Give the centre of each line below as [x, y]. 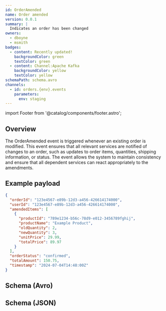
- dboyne [19, 38]
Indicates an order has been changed [49, 29]
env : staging [32, 99]
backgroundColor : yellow [40, 71]
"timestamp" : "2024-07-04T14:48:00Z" [49, 265]
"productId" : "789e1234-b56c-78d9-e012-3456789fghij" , [77, 219]
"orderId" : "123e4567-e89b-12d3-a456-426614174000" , [66, 200]
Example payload [33, 183]
